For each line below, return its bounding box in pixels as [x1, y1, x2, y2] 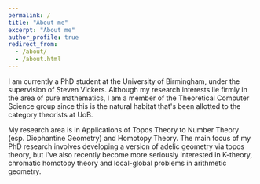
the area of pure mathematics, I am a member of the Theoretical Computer [8, 93, 250, 103]
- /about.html [15, 56, 61, 63]
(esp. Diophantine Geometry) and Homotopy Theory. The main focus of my [8, 133, 251, 143]
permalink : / [8, 11, 51, 20]
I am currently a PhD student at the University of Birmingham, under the [8, 76, 240, 86]
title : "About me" [8, 19, 68, 27]
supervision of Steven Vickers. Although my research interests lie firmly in [8, 85, 247, 94]
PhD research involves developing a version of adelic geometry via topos [8, 142, 245, 151]
